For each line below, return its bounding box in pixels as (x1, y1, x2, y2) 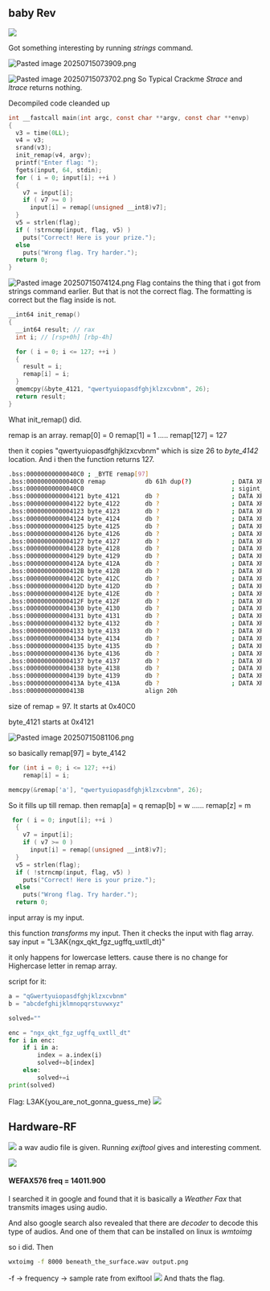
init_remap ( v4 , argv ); (15, 151, 92, 159)
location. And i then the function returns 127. (8, 454, 155, 464)
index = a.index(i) (37, 1051, 103, 1059)
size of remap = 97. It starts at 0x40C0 (8, 701, 136, 711)
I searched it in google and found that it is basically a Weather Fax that (8, 1194, 242, 1203)
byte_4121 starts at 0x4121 (8, 716, 94, 727)
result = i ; (22, 362, 63, 371)
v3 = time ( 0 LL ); (15, 129, 70, 137)
